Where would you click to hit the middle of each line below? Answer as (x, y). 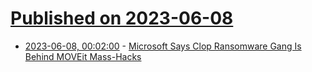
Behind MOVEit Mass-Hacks (83, 56)
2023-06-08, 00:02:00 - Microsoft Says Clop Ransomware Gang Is (163, 46)
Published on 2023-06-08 (122, 18)
